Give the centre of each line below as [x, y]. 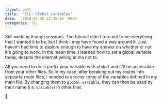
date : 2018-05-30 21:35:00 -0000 [41, 18]
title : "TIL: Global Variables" [39, 14]
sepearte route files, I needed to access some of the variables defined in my [81, 77]
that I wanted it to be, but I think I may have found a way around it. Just [76, 42]
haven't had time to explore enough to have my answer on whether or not [78, 47]
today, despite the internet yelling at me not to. [52, 57]
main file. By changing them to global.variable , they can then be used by [79, 82]
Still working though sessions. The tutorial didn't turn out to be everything [79, 37]
